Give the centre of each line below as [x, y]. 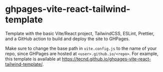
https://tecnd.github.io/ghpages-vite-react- [106, 59]
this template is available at [33, 59]
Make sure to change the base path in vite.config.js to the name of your [81, 48]
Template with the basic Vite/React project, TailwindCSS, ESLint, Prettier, [80, 33]
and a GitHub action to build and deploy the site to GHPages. [68, 39]
